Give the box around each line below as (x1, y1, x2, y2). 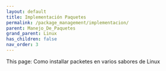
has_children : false (6, 36, 58, 42)
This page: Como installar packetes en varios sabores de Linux (6, 57, 161, 65)
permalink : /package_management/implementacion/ (6, 20, 129, 25)
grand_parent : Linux (6, 31, 58, 37)
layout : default (6, 8, 46, 15)
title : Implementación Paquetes (6, 14, 86, 20)
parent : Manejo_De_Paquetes (6, 25, 76, 31)
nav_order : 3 (6, 42, 39, 48)
